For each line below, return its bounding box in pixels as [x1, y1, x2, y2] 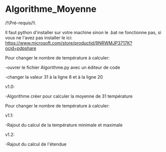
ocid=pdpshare [5, 45, 37, 51]
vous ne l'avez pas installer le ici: [5, 35, 73, 41]
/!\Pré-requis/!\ [5, 20, 36, 26]
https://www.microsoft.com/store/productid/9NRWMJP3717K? [5, 40, 133, 46]
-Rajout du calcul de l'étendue [5, 141, 67, 147]
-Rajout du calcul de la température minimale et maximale [5, 122, 123, 128]
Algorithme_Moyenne [5, 3, 97, 15]
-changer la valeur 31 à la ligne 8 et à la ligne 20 [5, 74, 103, 80]
